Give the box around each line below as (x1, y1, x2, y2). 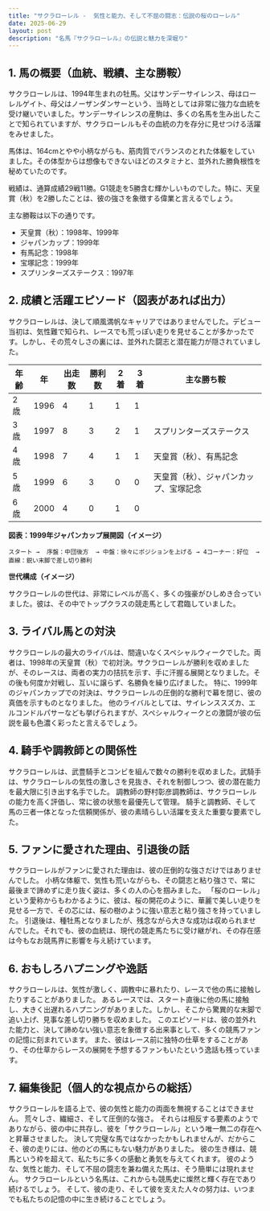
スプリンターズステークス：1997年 (19, 268, 134, 278)
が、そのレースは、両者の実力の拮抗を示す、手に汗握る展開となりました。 (8, 667, 254, 677)
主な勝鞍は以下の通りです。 (8, 211, 100, 220)
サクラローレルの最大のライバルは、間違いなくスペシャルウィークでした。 (8, 647, 255, 657)
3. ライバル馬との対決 (8, 624, 116, 638)
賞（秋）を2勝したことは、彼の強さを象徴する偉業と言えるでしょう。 (8, 194, 238, 204)
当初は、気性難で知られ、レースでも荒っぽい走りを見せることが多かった (8, 327, 247, 336)
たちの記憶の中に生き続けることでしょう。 (29, 1194, 170, 1204)
